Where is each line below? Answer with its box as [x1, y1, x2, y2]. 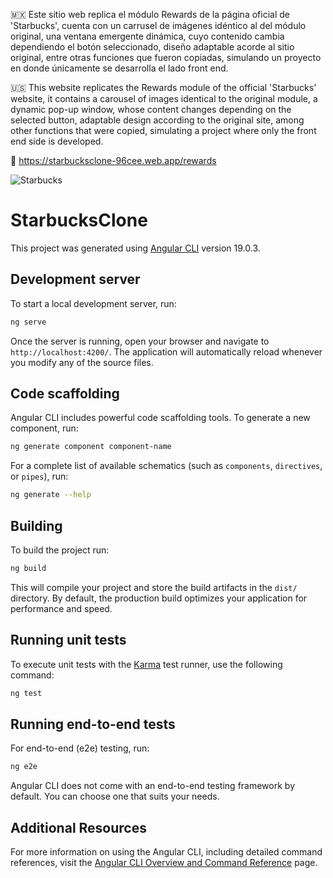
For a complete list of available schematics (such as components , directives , [10, 460, 323, 472]
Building [10, 517, 63, 534]
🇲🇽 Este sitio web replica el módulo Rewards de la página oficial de [10, 9, 290, 20]
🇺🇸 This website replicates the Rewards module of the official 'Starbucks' [10, 82, 317, 93]
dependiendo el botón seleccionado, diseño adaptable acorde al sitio [10, 41, 295, 53]
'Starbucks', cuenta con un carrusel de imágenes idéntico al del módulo [10, 20, 307, 31]
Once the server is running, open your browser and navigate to [10, 335, 270, 347]
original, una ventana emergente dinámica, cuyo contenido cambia [10, 30, 285, 42]
